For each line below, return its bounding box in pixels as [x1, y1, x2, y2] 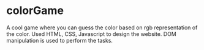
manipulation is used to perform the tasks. [6, 37, 113, 44]
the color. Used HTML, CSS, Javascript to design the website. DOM [6, 30, 176, 37]
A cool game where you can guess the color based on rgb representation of [6, 24, 198, 31]
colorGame [6, 4, 64, 18]
